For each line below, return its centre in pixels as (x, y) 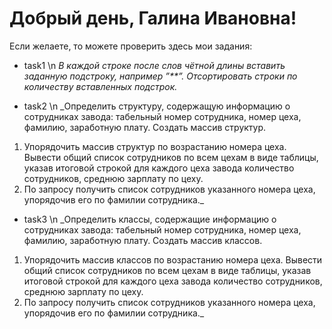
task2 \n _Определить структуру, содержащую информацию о (157, 106)
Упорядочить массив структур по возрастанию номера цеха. (155, 146)
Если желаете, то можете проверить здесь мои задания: (131, 46)
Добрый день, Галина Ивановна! (153, 18)
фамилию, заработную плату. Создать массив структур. (145, 127)
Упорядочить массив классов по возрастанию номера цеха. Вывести (173, 259)
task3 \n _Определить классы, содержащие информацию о (150, 219)
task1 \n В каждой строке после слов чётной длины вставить (154, 65)
